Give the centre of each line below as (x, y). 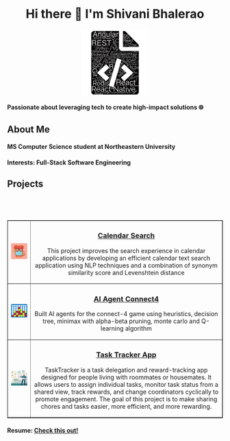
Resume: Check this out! (43, 430)
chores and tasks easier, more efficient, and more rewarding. (126, 406)
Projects (25, 184)
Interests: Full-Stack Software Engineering (69, 162)
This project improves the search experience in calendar (126, 250)
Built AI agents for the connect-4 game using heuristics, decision (126, 314)
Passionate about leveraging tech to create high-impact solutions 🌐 (105, 107)
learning (112, 329)
